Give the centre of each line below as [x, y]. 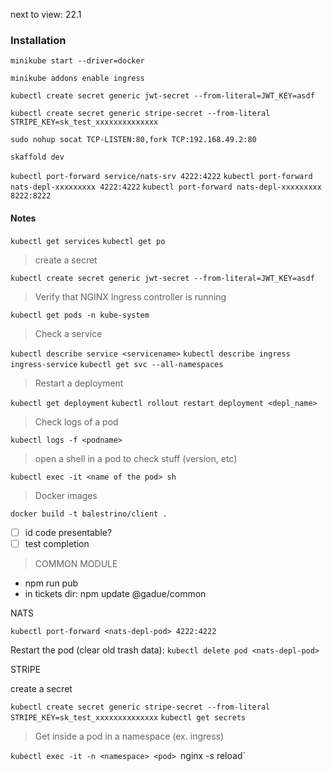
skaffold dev [37, 157]
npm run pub [51, 583]
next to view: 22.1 [46, 14]
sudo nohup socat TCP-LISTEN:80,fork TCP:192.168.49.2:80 [133, 140]
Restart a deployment [79, 383]
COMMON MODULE [76, 563]
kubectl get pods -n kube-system [80, 315]
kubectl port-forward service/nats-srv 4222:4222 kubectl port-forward [161, 177]
